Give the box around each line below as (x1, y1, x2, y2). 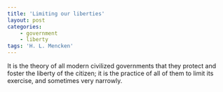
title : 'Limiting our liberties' (7, 10, 105, 17)
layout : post (7, 17, 46, 24)
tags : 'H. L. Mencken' (7, 43, 74, 49)
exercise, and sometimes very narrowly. (7, 77, 123, 84)
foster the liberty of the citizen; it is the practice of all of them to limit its (7, 69, 214, 77)
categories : (7, 23, 42, 30)
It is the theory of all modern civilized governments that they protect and (7, 62, 216, 70)
